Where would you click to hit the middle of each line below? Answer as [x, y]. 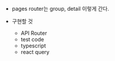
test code [32, 39]
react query [35, 52]
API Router [34, 33]
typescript [33, 46]
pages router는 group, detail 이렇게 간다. [60, 9]
